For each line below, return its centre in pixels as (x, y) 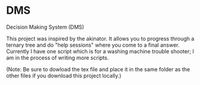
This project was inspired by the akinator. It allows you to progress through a (100, 38)
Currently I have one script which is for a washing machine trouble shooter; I (100, 51)
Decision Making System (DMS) (45, 27)
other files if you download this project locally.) (64, 75)
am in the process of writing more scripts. (58, 57)
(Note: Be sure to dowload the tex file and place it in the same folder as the (98, 69)
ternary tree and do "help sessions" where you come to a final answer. (93, 45)
